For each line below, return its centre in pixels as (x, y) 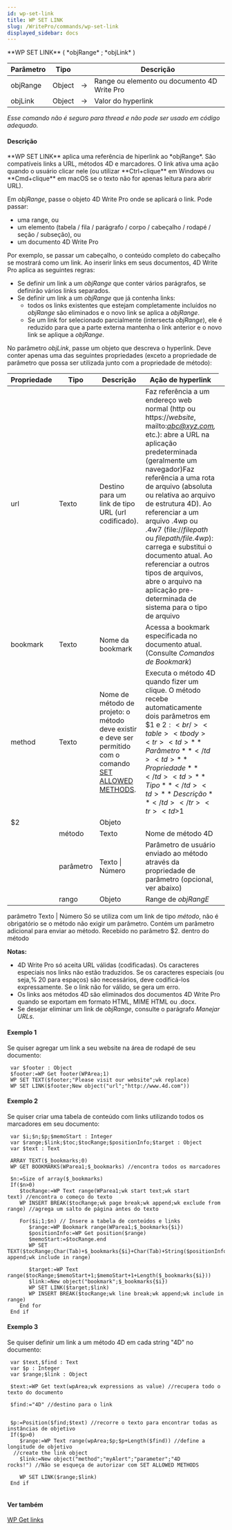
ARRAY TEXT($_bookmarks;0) (49, 1160)
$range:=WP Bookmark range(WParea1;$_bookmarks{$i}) (106, 1227)
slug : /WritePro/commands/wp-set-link (63, 26)
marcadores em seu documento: (54, 1124)
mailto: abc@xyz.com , (181, 426)
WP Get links (25, 1520)
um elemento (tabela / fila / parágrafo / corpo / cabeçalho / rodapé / (114, 227)
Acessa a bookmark (177, 627)
